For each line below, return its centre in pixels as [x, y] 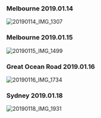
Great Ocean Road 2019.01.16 [51, 66]
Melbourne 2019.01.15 [40, 38]
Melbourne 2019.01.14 [40, 9]
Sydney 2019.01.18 [35, 95]
